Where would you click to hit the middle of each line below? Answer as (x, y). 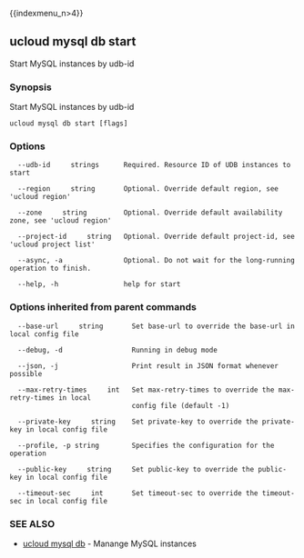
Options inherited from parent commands (103, 307)
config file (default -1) (181, 405)
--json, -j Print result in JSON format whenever (148, 366)
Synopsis (30, 87)
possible (26, 374)
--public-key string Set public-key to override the (136, 469)
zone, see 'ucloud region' (61, 221)
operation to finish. (51, 269)
